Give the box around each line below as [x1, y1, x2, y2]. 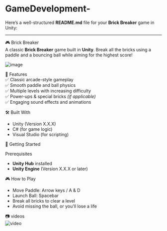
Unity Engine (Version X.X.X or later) [12, 166, 88, 172]
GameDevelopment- [5, 3, 90, 14]
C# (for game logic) [12, 126, 53, 132]
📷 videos [5, 213, 25, 219]
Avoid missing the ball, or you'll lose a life [12, 203, 97, 209]
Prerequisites [5, 151, 32, 157]
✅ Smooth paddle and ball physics [5, 82, 76, 88]
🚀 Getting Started [5, 141, 41, 147]
